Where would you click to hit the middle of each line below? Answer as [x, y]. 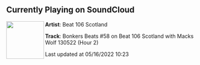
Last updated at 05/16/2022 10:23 [87, 54]
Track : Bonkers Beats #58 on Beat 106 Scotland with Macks [119, 36]
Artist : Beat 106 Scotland [76, 24]
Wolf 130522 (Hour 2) [72, 42]
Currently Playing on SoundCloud [70, 10]
